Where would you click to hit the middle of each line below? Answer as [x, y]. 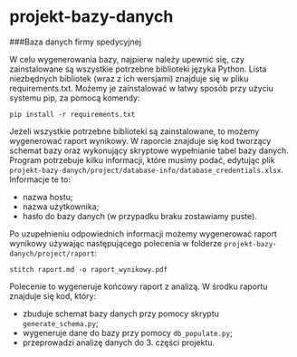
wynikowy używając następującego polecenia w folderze [116, 243]
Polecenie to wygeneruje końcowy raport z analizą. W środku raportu [139, 286]
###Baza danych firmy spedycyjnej [76, 42]
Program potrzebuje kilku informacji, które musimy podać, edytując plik [142, 159]
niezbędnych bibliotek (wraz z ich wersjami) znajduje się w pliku [129, 78]
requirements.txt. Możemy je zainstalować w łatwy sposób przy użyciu [142, 88]
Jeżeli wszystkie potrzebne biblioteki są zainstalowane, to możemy [134, 131]
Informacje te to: [40, 179]
